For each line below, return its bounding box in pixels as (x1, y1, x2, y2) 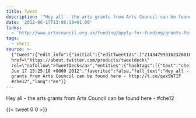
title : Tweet (6, 8, 38, 15)
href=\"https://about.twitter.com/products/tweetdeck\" (11, 57, 150, 63)
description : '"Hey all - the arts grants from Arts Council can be (6, 14, 176, 20)
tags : (6, 35, 19, 41)
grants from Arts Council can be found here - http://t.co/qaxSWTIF (11, 73, 181, 79)
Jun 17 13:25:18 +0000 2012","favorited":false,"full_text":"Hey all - (11, 68, 190, 74)
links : (6, 24, 22, 31)
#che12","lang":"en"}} (11, 79, 66, 85)
